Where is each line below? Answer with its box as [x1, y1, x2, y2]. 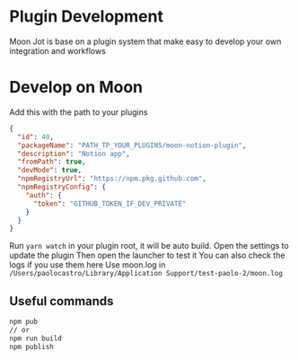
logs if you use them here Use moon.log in [9, 259, 166, 270]
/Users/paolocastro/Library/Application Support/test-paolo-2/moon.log [9, 269, 283, 278]
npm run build [9, 334, 63, 343]
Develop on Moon [9, 77, 144, 98]
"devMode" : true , [17, 166, 83, 175]
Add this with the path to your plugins [9, 106, 148, 118]
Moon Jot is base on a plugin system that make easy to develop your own [9, 36, 282, 47]
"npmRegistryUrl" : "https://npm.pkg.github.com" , [17, 174, 206, 183]
